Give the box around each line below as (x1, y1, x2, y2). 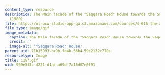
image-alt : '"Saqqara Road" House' (9, 44, 82, 49)
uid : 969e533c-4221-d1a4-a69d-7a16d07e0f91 (5, 62, 96, 67)
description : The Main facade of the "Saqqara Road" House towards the (5, 12, 155, 17)
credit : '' (9, 39, 32, 44)
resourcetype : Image (5, 53, 48, 58)
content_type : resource (5, 7, 54, 12)
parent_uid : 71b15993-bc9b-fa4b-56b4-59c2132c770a (5, 48, 111, 53)
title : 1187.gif (5, 58, 38, 63)
